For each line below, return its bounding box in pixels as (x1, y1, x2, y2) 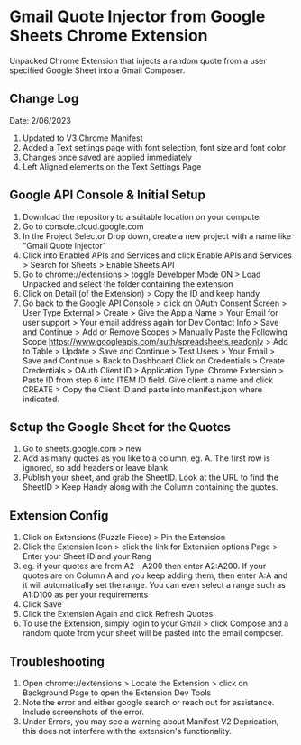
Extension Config (9, 508, 109, 523)
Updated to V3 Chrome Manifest (22, 133, 143, 143)
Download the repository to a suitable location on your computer (22, 211, 263, 222)
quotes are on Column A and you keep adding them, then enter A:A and (22, 570, 288, 581)
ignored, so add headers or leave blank (22, 463, 169, 474)
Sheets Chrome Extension (9, 25, 208, 46)
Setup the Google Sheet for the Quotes (9, 419, 232, 435)
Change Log (9, 91, 79, 106)
